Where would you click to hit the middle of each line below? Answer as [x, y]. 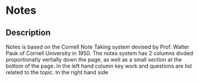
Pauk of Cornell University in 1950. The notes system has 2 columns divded [99, 53]
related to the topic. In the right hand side [57, 72]
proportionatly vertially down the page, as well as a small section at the [94, 60]
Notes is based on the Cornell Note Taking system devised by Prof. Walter [97, 47]
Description [28, 33]
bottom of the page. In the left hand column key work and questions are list [99, 66]
